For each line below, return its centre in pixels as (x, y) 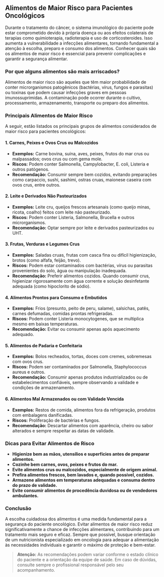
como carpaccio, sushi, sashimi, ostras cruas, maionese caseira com (82, 180)
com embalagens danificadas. (43, 415)
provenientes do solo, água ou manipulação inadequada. (69, 271)
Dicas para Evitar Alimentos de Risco (50, 443)
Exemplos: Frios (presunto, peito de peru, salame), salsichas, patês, (81, 309)
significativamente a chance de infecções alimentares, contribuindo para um (82, 529)
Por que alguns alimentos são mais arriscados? (62, 72)
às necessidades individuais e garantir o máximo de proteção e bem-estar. (80, 545)
